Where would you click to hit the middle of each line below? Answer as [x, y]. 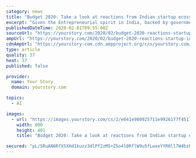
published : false [27, 66]
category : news [24, 11]
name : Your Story [32, 82]
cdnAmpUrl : [19, 44]
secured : [17, 146]
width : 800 [30, 125]
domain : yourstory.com [39, 87]
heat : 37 [17, 60]
